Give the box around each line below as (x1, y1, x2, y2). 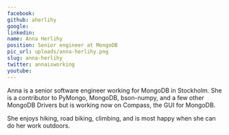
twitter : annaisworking (7, 61, 75, 68)
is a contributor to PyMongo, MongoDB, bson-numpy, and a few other (7, 93, 204, 101)
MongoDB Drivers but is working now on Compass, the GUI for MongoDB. (7, 101, 216, 109)
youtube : (7, 67, 32, 74)
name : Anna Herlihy (7, 36, 63, 42)
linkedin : (7, 29, 36, 36)
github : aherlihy (7, 16, 57, 23)
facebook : (7, 10, 36, 17)
